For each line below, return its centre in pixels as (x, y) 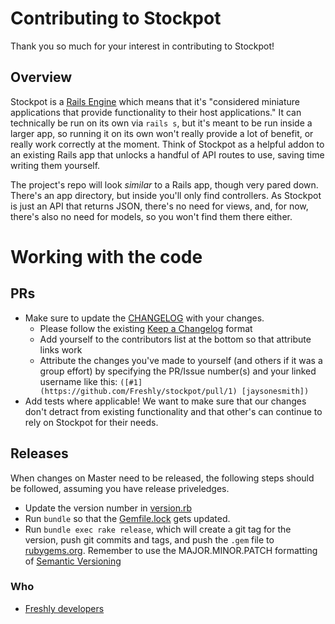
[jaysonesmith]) (275, 391)
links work (61, 349)
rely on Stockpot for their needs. (91, 422)
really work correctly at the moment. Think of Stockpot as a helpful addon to (167, 144)
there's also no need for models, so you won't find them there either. (151, 216)
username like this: (78, 381)
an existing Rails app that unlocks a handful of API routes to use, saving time (167, 154)
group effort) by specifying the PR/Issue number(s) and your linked (178, 371)
